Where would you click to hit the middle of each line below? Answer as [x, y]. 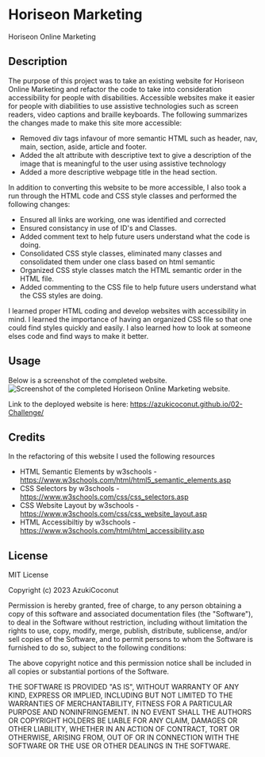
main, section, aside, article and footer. [83, 146]
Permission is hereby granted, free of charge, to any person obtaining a [125, 605]
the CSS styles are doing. [61, 295]
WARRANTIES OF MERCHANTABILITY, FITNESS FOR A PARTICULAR [120, 704]
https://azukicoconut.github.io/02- [186, 404]
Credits [27, 437]
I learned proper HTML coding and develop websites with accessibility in [127, 310]
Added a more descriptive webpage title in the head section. [118, 171]
